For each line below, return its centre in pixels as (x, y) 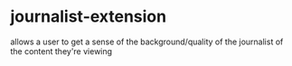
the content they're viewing (61, 51)
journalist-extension (88, 17)
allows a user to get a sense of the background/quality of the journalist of (147, 42)
